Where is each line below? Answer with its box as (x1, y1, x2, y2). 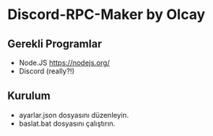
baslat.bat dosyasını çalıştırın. (18, 119, 116, 128)
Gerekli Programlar (7, 37, 103, 51)
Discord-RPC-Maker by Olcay (7, 6, 206, 24)
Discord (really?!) (18, 66, 75, 76)
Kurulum (7, 89, 51, 103)
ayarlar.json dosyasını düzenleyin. (18, 110, 129, 119)
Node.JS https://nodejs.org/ (18, 58, 110, 67)
